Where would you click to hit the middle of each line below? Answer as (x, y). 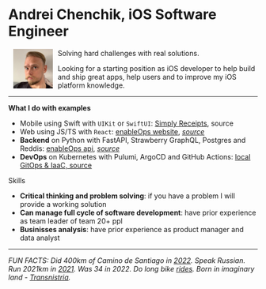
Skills (17, 180)
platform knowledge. (91, 85)
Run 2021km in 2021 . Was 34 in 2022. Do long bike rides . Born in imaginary (131, 268)
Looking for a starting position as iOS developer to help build (157, 68)
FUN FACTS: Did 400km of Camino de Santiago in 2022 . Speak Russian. (127, 260)
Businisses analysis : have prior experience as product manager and (131, 229)
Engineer (38, 31)
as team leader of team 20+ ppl (71, 221)
